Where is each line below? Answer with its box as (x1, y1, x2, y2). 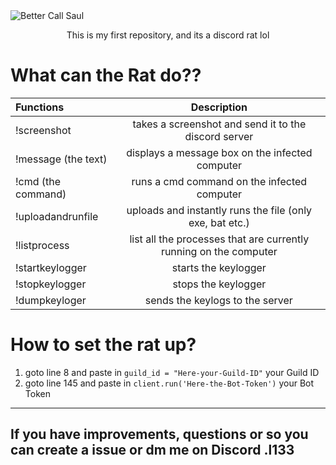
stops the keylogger (172, 277, 267, 291)
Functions (15, 100, 65, 114)
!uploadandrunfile (15, 209, 99, 223)
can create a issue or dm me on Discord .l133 (10, 442, 295, 459)
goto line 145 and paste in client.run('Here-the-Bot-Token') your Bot (24, 377, 315, 389)
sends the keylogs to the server (144, 293, 293, 307)
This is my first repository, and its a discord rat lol (66, 29, 270, 41)
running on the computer (160, 244, 278, 258)
